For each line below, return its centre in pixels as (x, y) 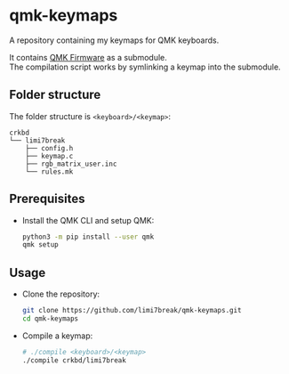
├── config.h (49, 148)
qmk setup (40, 245)
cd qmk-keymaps (50, 319)
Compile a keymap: (57, 336)
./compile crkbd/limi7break (74, 360)
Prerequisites (47, 199)
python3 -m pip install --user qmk (88, 237)
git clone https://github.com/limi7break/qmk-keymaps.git (132, 311)
